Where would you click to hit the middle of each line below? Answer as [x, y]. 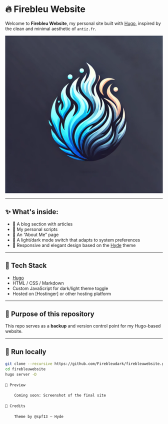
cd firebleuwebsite [25, 369]
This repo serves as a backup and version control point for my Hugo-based [83, 326]
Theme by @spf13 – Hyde [39, 416]
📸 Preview [15, 385]
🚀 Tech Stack [26, 266]
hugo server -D [21, 374]
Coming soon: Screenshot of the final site [60, 395]
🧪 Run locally [26, 352]
